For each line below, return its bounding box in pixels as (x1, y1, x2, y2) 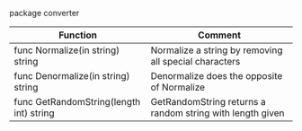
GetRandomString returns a (150, 96, 267, 108)
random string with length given (150, 107, 285, 119)
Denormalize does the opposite (150, 70, 283, 82)
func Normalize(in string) (13, 44, 120, 57)
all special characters (150, 56, 241, 67)
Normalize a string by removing (150, 44, 283, 57)
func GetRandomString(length (13, 96, 141, 108)
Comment (197, 29, 241, 41)
